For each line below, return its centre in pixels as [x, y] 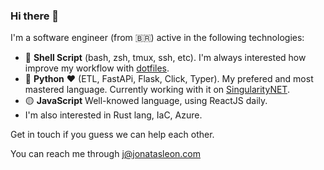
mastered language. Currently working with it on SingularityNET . [157, 90]
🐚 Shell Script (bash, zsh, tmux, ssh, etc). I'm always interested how [165, 58]
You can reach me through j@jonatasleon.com [106, 154]
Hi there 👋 [35, 16]
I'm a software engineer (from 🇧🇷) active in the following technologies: [157, 38]
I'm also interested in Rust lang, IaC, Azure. [113, 115]
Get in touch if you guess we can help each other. [112, 135]
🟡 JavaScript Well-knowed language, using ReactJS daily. [146, 101]
